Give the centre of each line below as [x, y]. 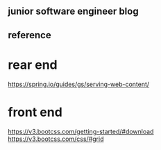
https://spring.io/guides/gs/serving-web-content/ [79, 84]
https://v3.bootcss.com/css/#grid [56, 139]
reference [29, 35]
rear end [33, 65]
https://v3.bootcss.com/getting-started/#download [81, 131]
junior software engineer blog [73, 11]
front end [35, 112]
